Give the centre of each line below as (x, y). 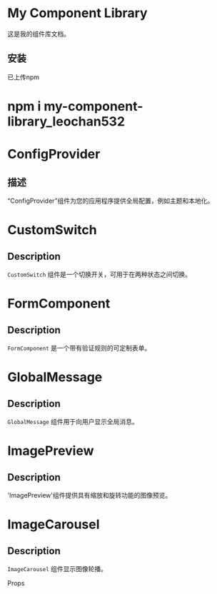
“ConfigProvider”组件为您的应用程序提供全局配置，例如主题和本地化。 (111, 201)
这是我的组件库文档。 (39, 34)
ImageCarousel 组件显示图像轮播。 (57, 568)
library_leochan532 (66, 121)
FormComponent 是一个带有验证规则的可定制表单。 (79, 348)
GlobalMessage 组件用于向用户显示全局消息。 (73, 421)
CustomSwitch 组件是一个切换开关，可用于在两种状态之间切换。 (99, 274)
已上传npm (24, 77)
